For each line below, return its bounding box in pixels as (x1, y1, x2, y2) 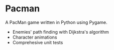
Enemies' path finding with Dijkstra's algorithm (12, 29, 109, 35)
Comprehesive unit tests (12, 39, 63, 45)
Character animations (12, 34, 57, 40)
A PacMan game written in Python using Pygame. (5, 19, 107, 25)
